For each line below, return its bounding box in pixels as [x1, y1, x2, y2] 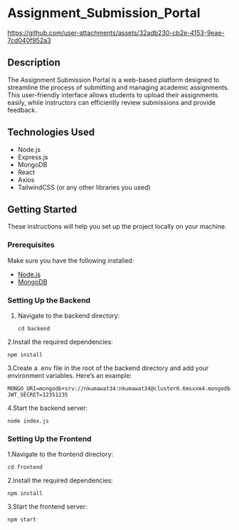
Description [7, 57, 60, 69]
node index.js [7, 417, 50, 424]
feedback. [7, 105, 37, 114]
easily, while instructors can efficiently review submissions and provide [7, 98, 216, 107]
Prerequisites [7, 240, 55, 250]
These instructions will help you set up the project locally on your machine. [7, 222, 227, 231]
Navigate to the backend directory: [17, 311, 120, 320]
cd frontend [7, 464, 43, 471]
